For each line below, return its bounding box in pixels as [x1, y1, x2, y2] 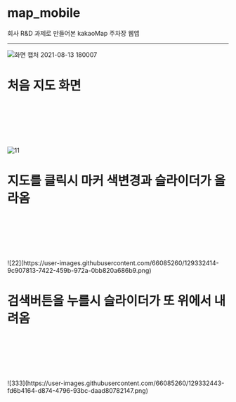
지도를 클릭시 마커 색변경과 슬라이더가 [7, 173, 212, 189]
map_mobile [7, 5, 81, 21]
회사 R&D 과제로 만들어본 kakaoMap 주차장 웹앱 [7, 29, 140, 37]
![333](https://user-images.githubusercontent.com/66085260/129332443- [7, 379, 225, 387]
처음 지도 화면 [7, 78, 81, 94]
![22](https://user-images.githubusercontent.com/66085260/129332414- [7, 258, 219, 267]
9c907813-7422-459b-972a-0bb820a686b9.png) [7, 266, 152, 274]
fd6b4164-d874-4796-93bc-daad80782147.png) [7, 386, 149, 394]
